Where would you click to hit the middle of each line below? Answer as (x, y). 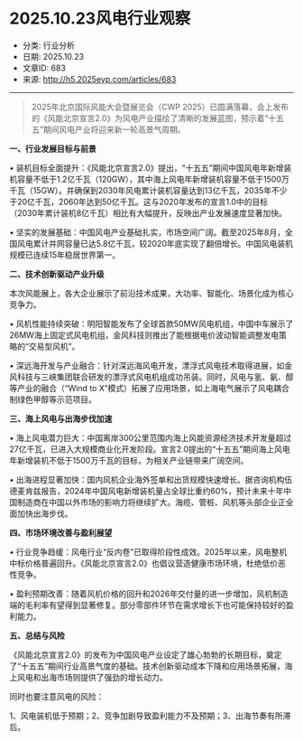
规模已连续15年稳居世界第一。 (64, 255)
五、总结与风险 (37, 635)
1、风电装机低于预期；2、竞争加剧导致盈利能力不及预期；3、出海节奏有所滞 (150, 716)
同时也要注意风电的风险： (57, 696)
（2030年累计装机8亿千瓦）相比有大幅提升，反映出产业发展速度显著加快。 (148, 212)
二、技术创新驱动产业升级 (57, 274)
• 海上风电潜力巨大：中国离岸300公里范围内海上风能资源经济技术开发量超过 (151, 437)
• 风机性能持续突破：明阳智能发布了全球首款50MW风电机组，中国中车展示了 (151, 324)
